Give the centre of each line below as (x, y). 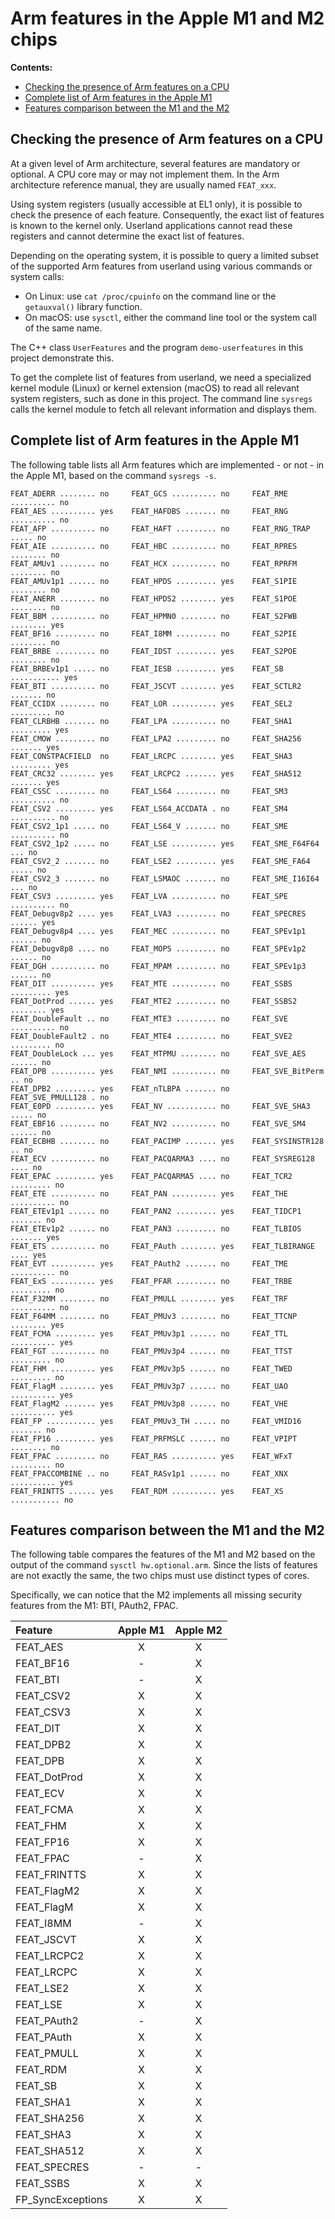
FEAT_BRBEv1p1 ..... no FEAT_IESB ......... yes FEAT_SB (147, 668)
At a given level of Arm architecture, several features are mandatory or (155, 163)
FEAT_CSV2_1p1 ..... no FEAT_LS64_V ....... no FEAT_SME (149, 826)
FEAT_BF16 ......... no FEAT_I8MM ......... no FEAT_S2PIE (154, 633)
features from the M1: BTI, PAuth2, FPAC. (94, 1606)
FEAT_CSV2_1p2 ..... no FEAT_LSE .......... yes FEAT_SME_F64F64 (165, 843)
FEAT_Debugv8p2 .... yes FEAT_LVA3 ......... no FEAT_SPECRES (158, 913)
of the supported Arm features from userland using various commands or (161, 266)
